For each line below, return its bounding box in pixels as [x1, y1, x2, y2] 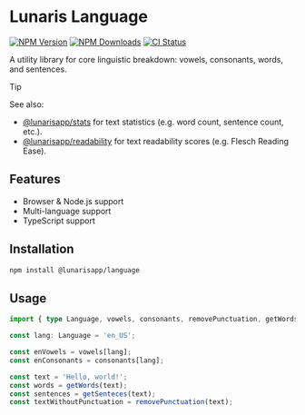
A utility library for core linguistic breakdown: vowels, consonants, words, [9, 54, 284, 64]
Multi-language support [22, 205, 112, 216]
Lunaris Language [9, 6, 148, 27]
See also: [9, 98, 44, 110]
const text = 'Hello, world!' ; [9, 372, 128, 381]
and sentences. [9, 64, 67, 74]
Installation [9, 242, 74, 257]
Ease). [22, 145, 47, 156]
